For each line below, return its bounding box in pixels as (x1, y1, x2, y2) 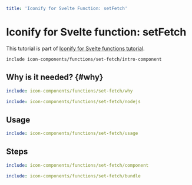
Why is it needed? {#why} (6, 72, 104, 82)
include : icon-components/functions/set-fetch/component (6, 162, 149, 168)
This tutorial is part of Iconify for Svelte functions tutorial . (6, 45, 145, 52)
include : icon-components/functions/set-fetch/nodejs (6, 98, 141, 104)
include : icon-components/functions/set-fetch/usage (6, 130, 138, 137)
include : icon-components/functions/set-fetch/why (6, 88, 133, 94)
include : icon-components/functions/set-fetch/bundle (6, 173, 141, 179)
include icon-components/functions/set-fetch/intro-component (6, 56, 162, 62)
